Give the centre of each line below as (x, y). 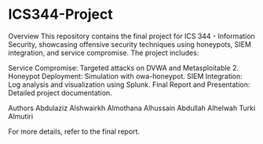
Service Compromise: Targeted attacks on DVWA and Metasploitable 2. (124, 67)
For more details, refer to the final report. (74, 131)
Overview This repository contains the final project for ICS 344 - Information (131, 36)
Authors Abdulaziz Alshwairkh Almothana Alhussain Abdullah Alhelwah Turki (132, 108)
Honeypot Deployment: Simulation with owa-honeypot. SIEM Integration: (126, 76)
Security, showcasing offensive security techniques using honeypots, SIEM (130, 44)
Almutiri (21, 116)
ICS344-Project (60, 14)
